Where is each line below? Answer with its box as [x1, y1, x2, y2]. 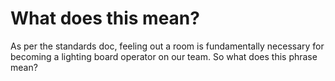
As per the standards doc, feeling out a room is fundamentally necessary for [10, 40, 325, 52]
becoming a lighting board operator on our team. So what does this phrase [10, 50, 318, 62]
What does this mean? [10, 7, 200, 30]
